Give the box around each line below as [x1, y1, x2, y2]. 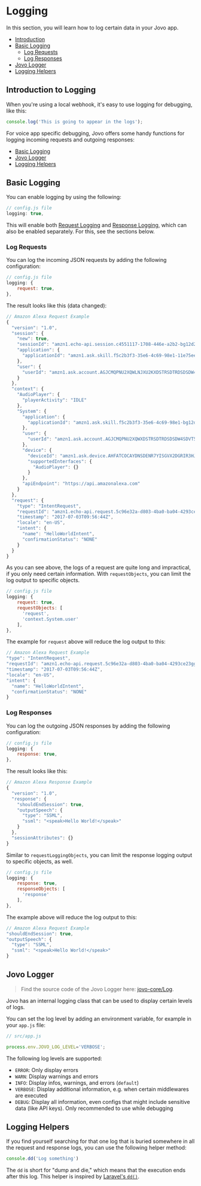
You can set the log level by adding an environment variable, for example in [6, 1015, 191, 1022]
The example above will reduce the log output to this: [6, 913, 138, 921]
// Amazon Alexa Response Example [6, 779, 93, 786]
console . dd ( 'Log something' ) [6, 1155, 79, 1162]
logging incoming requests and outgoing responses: [6, 136, 135, 143]
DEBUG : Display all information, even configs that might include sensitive [14, 1098, 190, 1105]
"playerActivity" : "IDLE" [22, 397, 87, 403]
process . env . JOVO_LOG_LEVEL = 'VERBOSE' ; [6, 1044, 106, 1050]
